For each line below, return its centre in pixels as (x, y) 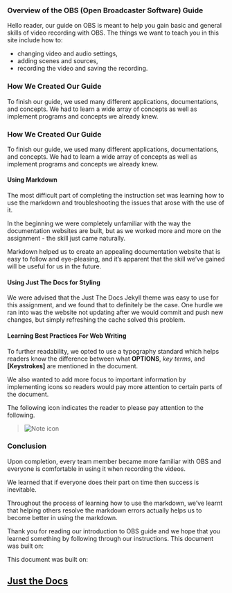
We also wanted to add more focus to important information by (97, 379)
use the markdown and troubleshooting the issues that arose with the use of (116, 203)
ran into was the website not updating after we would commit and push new (115, 312)
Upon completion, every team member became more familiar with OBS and (114, 461)
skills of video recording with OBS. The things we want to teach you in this (113, 33)
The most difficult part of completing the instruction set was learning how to (116, 196)
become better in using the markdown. (62, 517)
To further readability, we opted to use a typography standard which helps (113, 351)
